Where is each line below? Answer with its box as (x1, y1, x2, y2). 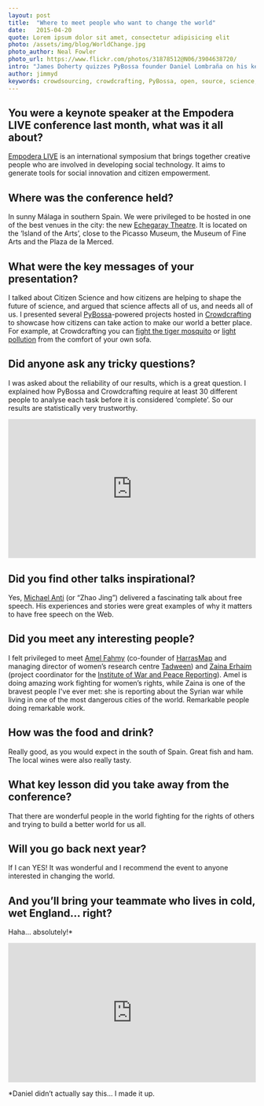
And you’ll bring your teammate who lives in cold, (8, 894, 255, 907)
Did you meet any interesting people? (8, 632, 195, 646)
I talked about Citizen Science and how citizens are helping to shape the (8, 292, 242, 302)
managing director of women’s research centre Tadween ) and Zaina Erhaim (8, 661, 252, 671)
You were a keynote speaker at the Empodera (8, 106, 234, 119)
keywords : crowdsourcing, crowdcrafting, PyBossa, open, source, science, (8, 77, 258, 85)
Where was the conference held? (8, 191, 174, 204)
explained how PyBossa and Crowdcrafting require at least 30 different (8, 386, 238, 396)
